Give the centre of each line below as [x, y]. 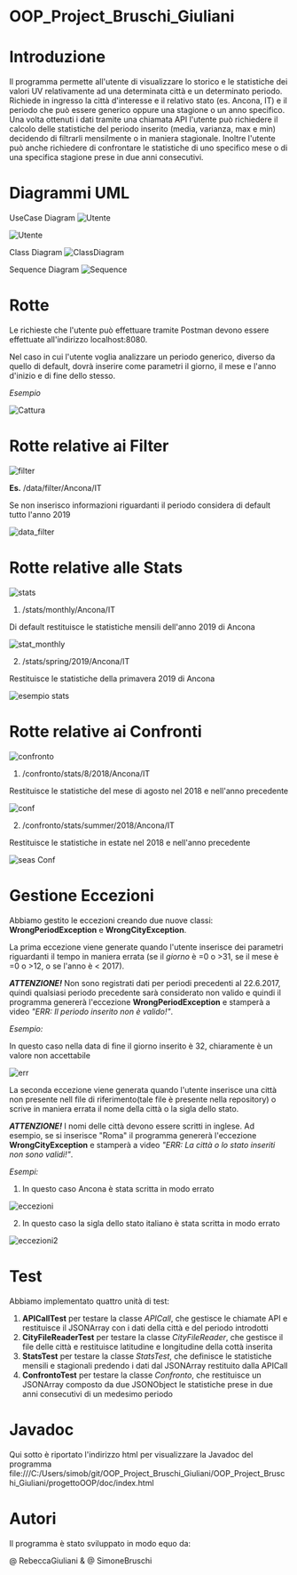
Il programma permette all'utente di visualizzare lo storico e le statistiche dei [148, 82]
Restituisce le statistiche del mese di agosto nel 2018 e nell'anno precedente [149, 791]
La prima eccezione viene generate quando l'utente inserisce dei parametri [146, 947]
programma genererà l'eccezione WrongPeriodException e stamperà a [140, 1001]
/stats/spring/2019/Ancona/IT [76, 661]
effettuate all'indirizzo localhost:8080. [78, 339]
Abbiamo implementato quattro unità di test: [90, 1301]
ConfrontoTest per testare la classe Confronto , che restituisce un [141, 1375]
